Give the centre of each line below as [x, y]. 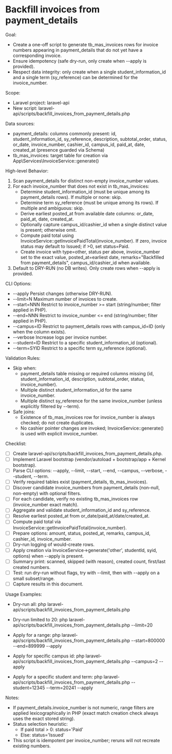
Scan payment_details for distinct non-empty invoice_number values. [86, 180]
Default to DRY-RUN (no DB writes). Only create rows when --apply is [86, 268]
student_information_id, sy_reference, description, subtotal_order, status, [90, 139]
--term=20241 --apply [70, 688]
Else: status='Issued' [43, 735]
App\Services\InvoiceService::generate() [56, 161]
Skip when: [25, 368]
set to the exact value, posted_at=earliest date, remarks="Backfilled [92, 257]
